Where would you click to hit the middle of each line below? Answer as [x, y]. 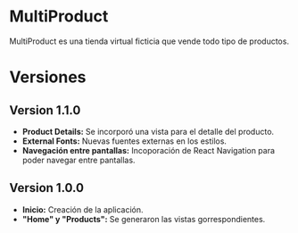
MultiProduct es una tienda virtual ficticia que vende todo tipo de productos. [149, 41]
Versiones [48, 77]
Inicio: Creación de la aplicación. [83, 209]
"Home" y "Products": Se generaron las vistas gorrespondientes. [144, 219]
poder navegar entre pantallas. [79, 160]
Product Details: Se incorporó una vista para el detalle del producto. [148, 131]
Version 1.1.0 [45, 110]
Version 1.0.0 [47, 188]
